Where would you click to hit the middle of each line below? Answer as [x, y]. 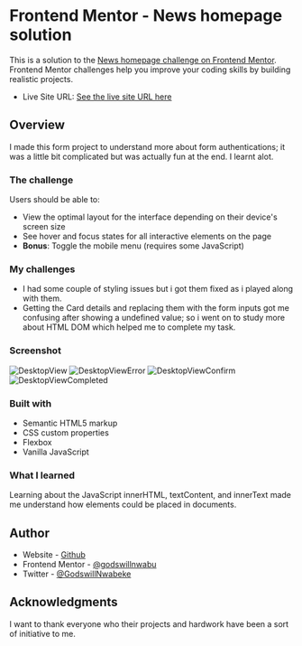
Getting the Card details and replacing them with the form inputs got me [156, 308]
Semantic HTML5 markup [70, 423]
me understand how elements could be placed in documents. [123, 505]
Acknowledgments [64, 602]
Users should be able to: [55, 200]
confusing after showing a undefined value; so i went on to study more [154, 318]
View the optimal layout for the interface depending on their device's [150, 217]
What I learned [42, 475]
